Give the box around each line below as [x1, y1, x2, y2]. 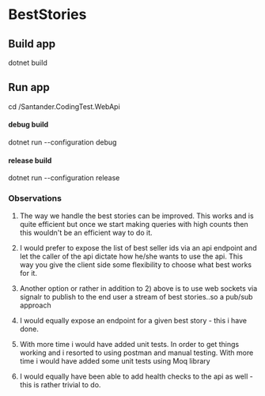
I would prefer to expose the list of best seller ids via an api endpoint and [19, 243, 257, 252]
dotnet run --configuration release [8, 173, 120, 183]
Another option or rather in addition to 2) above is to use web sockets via [19, 283, 258, 293]
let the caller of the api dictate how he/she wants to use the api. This [19, 251, 244, 261]
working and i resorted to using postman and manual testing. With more [19, 348, 254, 357]
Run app [8, 81, 50, 94]
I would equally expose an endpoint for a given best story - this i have [19, 315, 248, 325]
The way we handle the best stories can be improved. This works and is [19, 211, 255, 221]
